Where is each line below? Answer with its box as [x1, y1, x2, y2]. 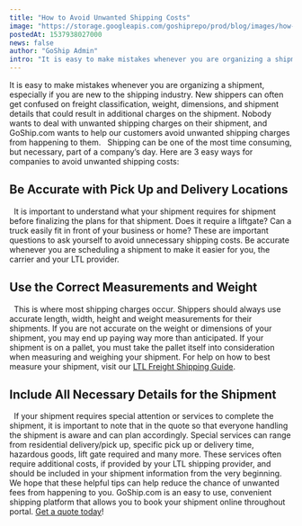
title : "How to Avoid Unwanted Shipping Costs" [9, 13, 191, 22]
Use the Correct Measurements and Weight [9, 280, 258, 295]
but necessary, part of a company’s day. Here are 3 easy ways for [9, 147, 253, 157]
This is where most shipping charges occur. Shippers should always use [13, 303, 281, 315]
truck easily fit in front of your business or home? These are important [9, 225, 270, 236]
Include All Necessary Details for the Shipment [9, 388, 277, 403]
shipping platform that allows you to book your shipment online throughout [9, 496, 286, 508]
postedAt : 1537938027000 [9, 30, 102, 39]
